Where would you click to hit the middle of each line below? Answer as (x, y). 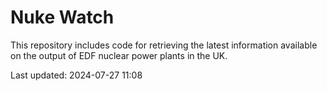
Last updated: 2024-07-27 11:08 (76, 75)
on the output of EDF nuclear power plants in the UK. (119, 55)
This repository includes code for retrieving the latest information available (164, 45)
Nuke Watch (62, 17)
